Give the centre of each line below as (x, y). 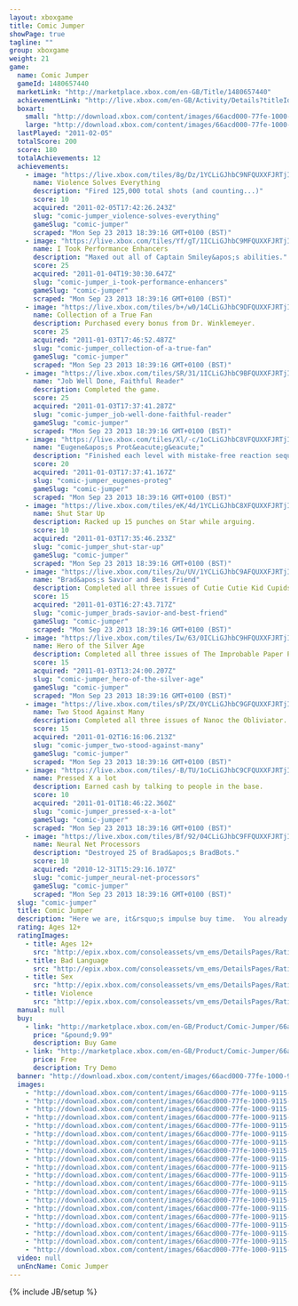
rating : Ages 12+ (49, 927)
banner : (31, 1076)
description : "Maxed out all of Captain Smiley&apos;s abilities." (160, 258)
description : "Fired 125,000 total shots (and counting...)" (148, 191)
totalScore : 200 (47, 141)
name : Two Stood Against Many (88, 713)
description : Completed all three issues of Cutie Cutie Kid (148, 588)
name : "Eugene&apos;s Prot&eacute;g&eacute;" (118, 447)
